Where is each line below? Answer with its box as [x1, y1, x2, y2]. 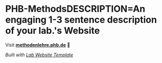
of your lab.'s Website [5, 25, 100, 36]
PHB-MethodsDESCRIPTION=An [5, 3, 146, 15]
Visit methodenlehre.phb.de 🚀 [5, 41, 71, 48]
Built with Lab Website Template [5, 52, 73, 58]
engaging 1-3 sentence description [5, 14, 157, 26]
